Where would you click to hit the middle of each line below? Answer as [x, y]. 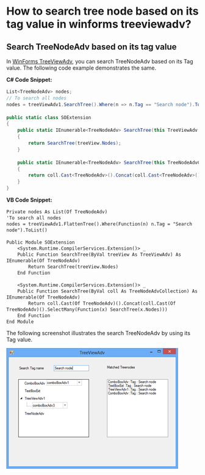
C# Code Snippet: [29, 80]
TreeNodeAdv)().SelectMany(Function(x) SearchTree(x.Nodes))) [87, 310]
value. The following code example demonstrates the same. [81, 68]
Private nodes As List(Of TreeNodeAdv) [57, 212]
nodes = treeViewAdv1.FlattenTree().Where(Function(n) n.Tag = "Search [99, 224]
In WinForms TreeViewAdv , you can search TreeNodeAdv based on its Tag [100, 61]
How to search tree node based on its [103, 11]
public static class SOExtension [49, 117]
